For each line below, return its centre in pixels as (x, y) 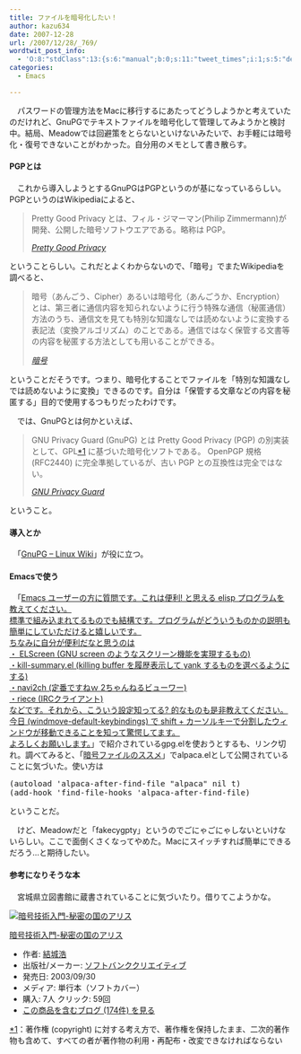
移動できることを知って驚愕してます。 (110, 733)
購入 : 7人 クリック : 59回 (66, 998)
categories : (31, 68)
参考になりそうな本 (45, 874)
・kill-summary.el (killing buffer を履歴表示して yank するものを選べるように (150, 665)
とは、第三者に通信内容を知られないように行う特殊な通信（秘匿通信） (161, 307)
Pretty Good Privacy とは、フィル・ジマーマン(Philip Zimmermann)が (159, 218)
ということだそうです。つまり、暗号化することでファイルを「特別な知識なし (150, 379)
